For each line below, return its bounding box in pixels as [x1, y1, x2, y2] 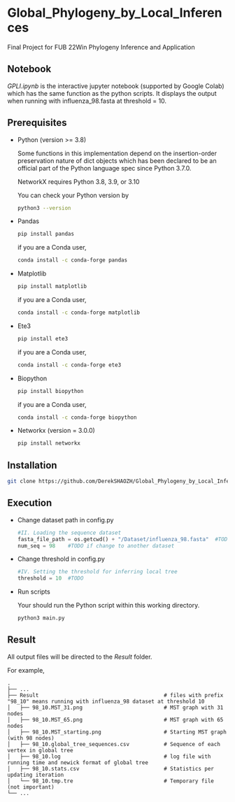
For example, [7, 666, 45, 674]
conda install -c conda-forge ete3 [17, 361, 122, 368]
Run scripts [17, 587, 50, 596]
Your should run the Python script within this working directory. [17, 601, 200, 610]
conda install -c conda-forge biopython [17, 414, 137, 421]
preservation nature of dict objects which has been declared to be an [17, 156, 217, 165]
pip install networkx [17, 440, 80, 447]
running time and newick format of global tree [7, 759, 149, 766]
